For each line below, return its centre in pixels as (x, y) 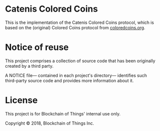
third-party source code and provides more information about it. (70, 80)
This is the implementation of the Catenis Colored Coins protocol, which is (80, 22)
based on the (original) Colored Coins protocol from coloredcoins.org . (75, 27)
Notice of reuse (37, 47)
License (21, 100)
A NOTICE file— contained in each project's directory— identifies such (76, 75)
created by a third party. (29, 66)
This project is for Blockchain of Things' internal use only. (63, 113)
